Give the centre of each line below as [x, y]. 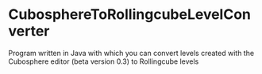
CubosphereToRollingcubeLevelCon [130, 15]
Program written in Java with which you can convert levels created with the [131, 53]
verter [29, 31]
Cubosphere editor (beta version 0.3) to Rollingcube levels [104, 61]
